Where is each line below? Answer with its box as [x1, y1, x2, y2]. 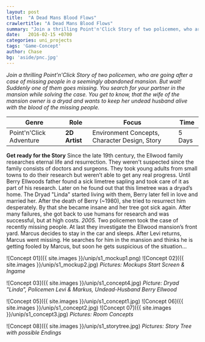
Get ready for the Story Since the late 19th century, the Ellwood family [6, 151, 183, 159]
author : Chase [6, 49, 43, 55]
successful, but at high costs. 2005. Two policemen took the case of [6, 216, 179, 224]
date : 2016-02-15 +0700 [6, 32, 72, 38]
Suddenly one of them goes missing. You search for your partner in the [6, 84, 185, 92]
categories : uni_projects [6, 37, 72, 43]
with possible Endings [6, 329, 62, 336]
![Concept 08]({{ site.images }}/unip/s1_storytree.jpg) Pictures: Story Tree [6, 322, 192, 330]
